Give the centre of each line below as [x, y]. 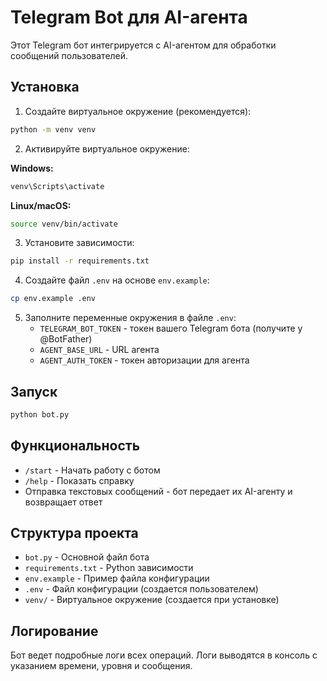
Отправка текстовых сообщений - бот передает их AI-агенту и [158, 491]
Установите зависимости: [79, 243]
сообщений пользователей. [69, 55]
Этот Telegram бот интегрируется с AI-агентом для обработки [143, 45]
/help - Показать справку [79, 480]
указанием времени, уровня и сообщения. [101, 666]
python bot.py [40, 414]
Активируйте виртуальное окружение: [107, 148]
